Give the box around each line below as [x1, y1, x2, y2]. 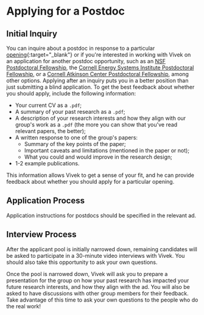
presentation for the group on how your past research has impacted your [6, 277, 189, 284]
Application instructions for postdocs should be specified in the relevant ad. [6, 212, 197, 219]
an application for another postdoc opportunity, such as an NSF [6, 58, 166, 64]
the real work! [6, 302, 41, 310]
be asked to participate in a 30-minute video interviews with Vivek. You [6, 252, 185, 259]
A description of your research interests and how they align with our [15, 114, 186, 122]
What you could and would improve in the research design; [24, 153, 172, 161]
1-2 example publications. [15, 160, 80, 167]
